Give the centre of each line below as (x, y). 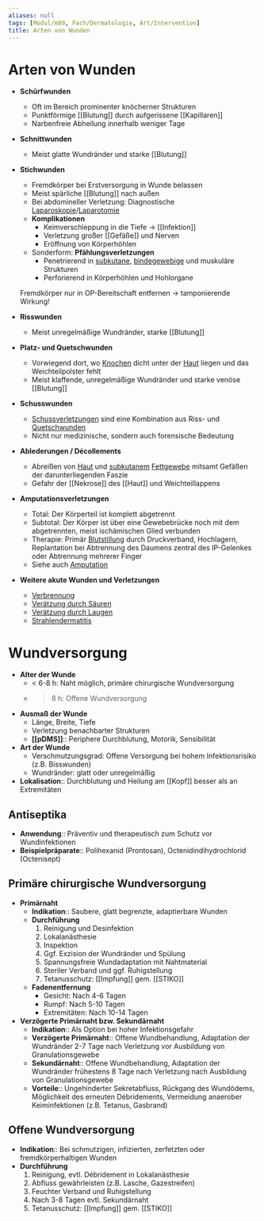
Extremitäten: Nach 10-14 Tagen (96, 1012)
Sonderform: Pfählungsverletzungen (93, 253)
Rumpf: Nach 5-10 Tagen (84, 1004)
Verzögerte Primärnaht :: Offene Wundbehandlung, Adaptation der (140, 1037)
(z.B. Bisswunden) (61, 764)
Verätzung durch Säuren (71, 604)
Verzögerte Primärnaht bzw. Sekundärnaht (92, 1020)
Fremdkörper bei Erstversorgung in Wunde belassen (117, 185)
